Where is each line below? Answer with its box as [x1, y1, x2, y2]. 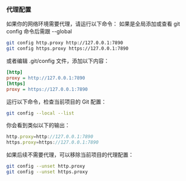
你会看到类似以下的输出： [6, 122, 70, 129]
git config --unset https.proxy [6, 169, 88, 175]
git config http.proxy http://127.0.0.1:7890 [6, 40, 123, 46]
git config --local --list [6, 110, 75, 116]
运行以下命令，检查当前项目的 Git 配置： [6, 98, 107, 105]
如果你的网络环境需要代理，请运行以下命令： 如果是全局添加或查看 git [6, 20, 181, 28]
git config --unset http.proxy [6, 163, 85, 169]
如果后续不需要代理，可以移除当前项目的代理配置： [6, 151, 134, 159]
